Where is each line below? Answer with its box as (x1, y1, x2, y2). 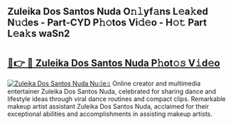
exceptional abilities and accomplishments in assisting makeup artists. (7, 109, 213, 118)
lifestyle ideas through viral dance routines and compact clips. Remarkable (7, 95, 226, 103)
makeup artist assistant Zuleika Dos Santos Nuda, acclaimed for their (7, 102, 210, 110)
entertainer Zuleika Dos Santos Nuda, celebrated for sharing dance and (7, 88, 217, 95)
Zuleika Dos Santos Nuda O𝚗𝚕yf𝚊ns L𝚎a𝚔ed (7, 6, 208, 18)
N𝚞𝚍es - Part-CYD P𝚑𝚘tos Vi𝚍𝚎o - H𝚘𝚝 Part (7, 17, 207, 29)
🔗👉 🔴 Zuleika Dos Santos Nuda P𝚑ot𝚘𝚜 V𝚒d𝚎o (7, 56, 220, 69)
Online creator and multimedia (112, 79, 201, 88)
